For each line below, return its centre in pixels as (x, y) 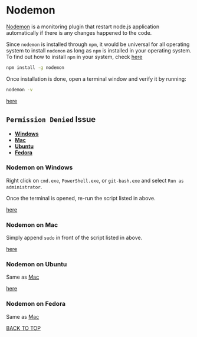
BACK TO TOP (24, 328)
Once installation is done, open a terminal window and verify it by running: (96, 79)
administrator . (24, 187)
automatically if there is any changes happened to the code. (79, 32)
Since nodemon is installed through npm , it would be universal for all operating (98, 44)
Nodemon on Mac (32, 224)
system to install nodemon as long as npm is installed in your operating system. (99, 50)
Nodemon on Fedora (36, 304)
